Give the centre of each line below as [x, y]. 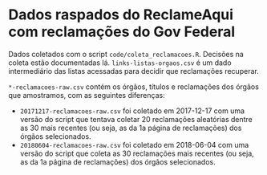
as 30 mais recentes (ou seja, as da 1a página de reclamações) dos [131, 128]
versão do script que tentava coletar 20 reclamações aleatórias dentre [136, 119]
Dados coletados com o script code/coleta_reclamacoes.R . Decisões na [126, 54]
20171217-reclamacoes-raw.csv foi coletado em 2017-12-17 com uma [132, 111]
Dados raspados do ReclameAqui [121, 15]
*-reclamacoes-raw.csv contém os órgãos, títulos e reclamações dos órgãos [133, 87]
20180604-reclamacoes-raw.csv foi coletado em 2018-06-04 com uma [134, 144]
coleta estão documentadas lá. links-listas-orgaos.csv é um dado [120, 63]
